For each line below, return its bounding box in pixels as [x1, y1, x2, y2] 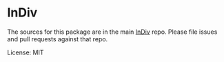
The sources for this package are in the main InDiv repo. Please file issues [7, 28, 218, 36]
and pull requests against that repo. [7, 34, 108, 43]
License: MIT [7, 48, 44, 56]
